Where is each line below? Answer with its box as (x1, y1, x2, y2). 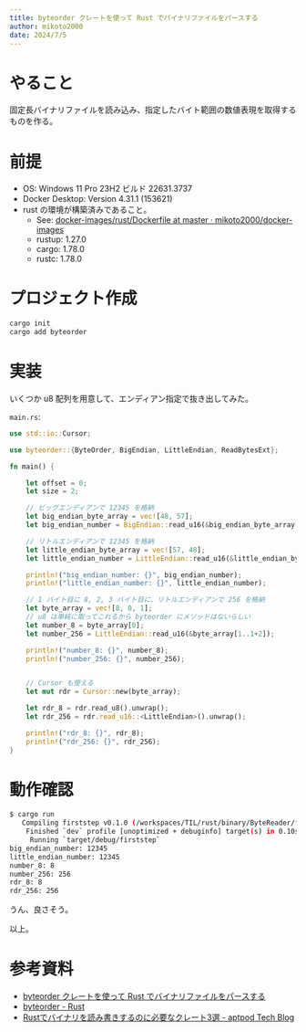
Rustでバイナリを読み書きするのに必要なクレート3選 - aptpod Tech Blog (22, 1012, 295, 1023)
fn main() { (9, 462, 55, 471)
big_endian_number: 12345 (9, 844, 107, 853)
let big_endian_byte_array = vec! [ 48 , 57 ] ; (25, 512, 194, 521)
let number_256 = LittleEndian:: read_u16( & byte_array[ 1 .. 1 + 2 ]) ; (25, 629, 275, 638)
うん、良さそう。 (9, 904, 74, 915)
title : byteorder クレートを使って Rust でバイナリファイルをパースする (9, 13, 259, 23)
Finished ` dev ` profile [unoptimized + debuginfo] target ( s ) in (25, 827, 275, 837)
